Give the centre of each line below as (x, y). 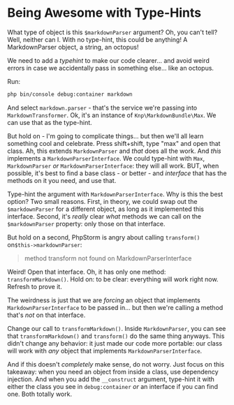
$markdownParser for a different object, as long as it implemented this (106, 209)
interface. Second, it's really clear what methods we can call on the (104, 216)
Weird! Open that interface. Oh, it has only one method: (87, 272)
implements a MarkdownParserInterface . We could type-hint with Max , (106, 158)
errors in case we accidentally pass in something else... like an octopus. (111, 68)
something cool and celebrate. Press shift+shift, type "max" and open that (114, 143)
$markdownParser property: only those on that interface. (86, 223)
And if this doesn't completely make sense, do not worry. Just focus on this (116, 364)
